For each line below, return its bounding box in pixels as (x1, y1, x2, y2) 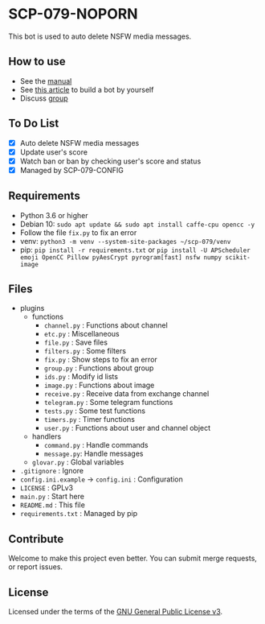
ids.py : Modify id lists (43, 372, 119, 382)
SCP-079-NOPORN (8, 5, 138, 23)
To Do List (8, 117, 59, 130)
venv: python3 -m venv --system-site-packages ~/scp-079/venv (19, 236, 231, 246)
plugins (19, 304, 45, 313)
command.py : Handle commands (43, 440, 149, 450)
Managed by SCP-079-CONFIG (19, 165, 124, 175)
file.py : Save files (43, 337, 108, 347)
